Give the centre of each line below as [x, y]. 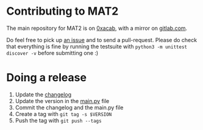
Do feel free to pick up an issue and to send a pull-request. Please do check [101, 40]
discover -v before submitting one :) [52, 52]
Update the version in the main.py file [62, 101]
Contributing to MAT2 [62, 11]
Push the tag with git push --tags [58, 120]
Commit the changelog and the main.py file [69, 107]
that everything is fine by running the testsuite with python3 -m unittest [97, 46]
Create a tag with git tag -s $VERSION [63, 114]
